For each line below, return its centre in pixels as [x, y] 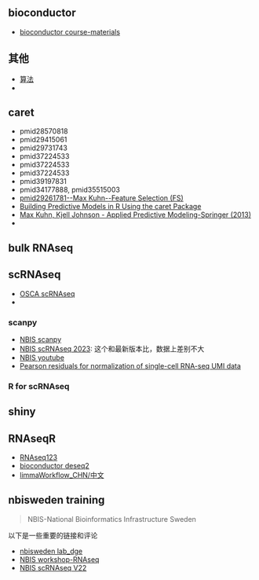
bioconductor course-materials [69, 31]
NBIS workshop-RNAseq [59, 559]
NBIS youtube [42, 358]
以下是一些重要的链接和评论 [53, 535]
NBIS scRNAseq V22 [53, 567]
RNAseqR [32, 438]
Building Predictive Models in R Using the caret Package [110, 207]
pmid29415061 [43, 140]
